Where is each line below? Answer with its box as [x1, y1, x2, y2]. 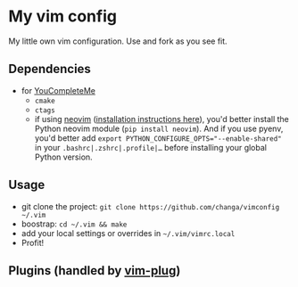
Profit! [21, 237, 45, 248]
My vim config [8, 6, 118, 27]
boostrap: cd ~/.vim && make [21, 218, 128, 229]
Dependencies [8, 61, 91, 77]
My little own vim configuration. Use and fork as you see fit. [8, 36, 228, 46]
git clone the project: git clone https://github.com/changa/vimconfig [21, 201, 280, 211]
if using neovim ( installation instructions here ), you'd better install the [34, 113, 289, 124]
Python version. [34, 152, 93, 162]
